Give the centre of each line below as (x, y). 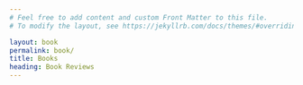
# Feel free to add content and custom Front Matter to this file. (139, 17)
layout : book (34, 42)
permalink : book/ (42, 50)
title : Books (34, 59)
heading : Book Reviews (52, 67)
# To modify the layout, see (64, 26)
